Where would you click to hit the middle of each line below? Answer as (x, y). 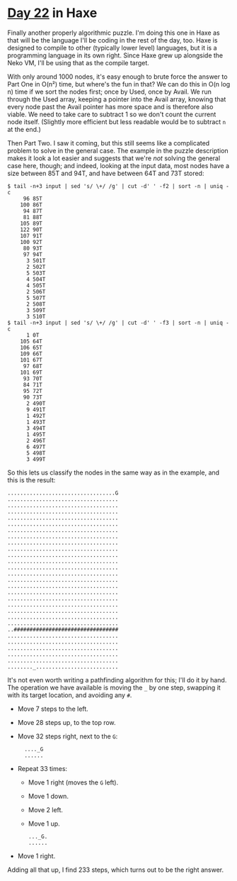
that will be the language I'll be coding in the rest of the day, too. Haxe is (112, 40)
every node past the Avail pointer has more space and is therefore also (110, 106)
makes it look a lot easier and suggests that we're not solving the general (114, 158)
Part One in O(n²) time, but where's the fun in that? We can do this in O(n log (119, 84)
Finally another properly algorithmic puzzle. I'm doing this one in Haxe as (114, 33)
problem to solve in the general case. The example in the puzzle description (118, 150)
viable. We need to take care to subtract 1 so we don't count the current (112, 114)
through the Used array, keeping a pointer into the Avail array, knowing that (117, 99)
